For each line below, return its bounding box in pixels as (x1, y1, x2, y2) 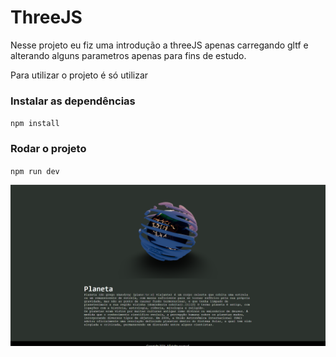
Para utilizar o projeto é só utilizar (10, 69, 149, 81)
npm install (10, 119, 60, 129)
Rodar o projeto (10, 142, 87, 156)
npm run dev (10, 166, 60, 176)
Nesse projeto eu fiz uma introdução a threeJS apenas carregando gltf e (10, 39, 309, 51)
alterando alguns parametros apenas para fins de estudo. (10, 49, 247, 61)
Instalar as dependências (10, 94, 136, 108)
